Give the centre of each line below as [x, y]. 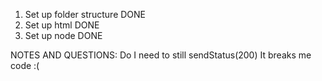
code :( [25, 65]
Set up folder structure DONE [85, 14]
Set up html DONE [62, 25]
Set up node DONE [63, 35]
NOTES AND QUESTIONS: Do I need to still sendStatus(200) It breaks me [161, 55]
